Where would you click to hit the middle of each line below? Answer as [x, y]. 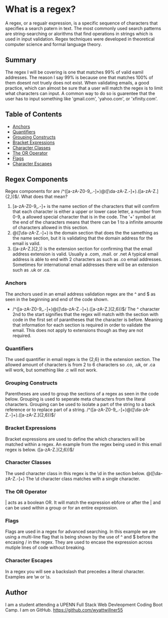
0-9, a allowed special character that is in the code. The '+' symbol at [84, 217]
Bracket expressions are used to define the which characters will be [75, 439]
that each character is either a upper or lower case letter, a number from [87, 211]
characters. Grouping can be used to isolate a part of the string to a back [80, 404]
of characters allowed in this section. [50, 227]
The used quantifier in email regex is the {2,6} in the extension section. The [83, 359]
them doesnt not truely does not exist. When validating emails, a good [77, 82]
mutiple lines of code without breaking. [45, 547]
